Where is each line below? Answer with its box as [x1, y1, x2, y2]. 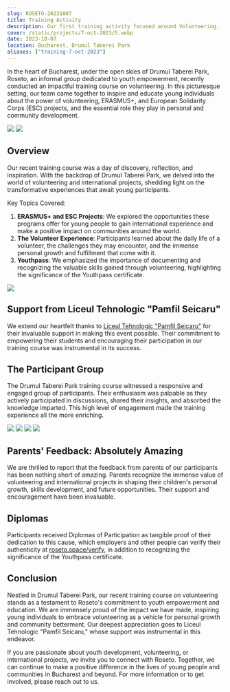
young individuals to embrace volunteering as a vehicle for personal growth [7, 613, 221, 621]
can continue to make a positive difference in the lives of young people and [7, 662, 220, 671]
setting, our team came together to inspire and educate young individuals [7, 89, 215, 97]
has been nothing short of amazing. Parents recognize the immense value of [7, 471, 224, 479]
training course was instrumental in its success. [7, 343, 142, 352]
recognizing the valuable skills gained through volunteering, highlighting [16, 263, 221, 272]
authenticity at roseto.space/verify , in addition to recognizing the [7, 545, 190, 554]
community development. [7, 111, 80, 119]
